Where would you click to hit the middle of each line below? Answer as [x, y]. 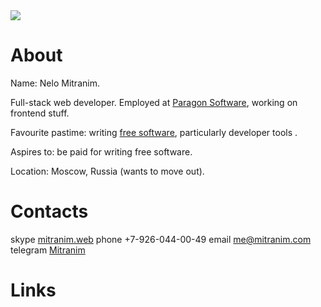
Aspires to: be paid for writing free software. [101, 151]
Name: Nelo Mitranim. [55, 83]
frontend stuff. [40, 113]
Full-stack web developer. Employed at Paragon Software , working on [154, 102]
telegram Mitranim [48, 250]
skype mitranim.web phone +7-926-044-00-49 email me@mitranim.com [161, 239]
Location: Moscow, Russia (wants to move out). [107, 171]
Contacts [49, 211]
